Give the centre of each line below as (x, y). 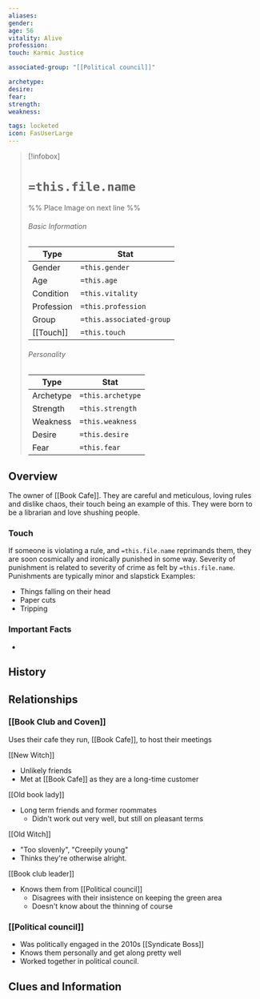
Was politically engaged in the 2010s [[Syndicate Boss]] (112, 945)
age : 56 (21, 30)
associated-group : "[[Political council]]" (82, 68)
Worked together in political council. (80, 961)
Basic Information (57, 226)
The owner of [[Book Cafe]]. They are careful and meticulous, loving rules (130, 495)
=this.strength (108, 409)
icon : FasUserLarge (41, 134)
